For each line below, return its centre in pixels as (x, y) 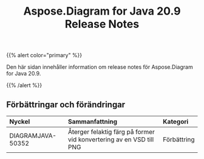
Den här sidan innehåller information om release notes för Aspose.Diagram (100, 67)
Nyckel (20, 122)
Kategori (176, 122)
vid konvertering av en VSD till (111, 140)
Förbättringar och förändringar (66, 104)
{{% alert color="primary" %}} (44, 55)
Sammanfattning (92, 122)
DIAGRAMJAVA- (33, 136)
